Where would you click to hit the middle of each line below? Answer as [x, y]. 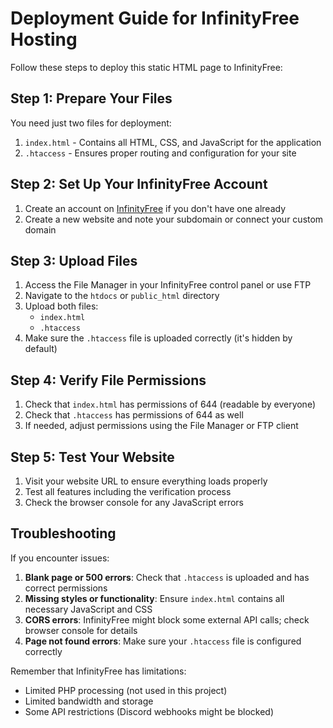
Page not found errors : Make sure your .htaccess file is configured [163, 641]
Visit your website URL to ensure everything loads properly [146, 481]
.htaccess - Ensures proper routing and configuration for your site [160, 153]
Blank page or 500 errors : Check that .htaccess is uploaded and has [167, 577]
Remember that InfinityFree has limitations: [98, 671]
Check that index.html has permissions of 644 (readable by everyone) [170, 404]
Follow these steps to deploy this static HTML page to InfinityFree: [146, 67]
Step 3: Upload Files [74, 260]
